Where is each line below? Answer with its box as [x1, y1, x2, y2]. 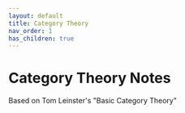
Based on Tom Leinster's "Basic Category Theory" [8, 96, 177, 106]
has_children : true [8, 34, 75, 43]
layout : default [8, 11, 63, 20]
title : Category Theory [8, 19, 89, 27]
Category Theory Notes [8, 69, 171, 87]
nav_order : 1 [8, 27, 53, 35]
